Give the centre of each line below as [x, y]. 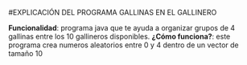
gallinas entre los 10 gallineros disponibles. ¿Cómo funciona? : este [119, 37]
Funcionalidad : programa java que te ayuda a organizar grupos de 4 [122, 28]
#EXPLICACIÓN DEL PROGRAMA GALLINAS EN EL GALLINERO [113, 12]
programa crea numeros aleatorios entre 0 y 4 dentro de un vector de [123, 45]
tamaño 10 [25, 53]
